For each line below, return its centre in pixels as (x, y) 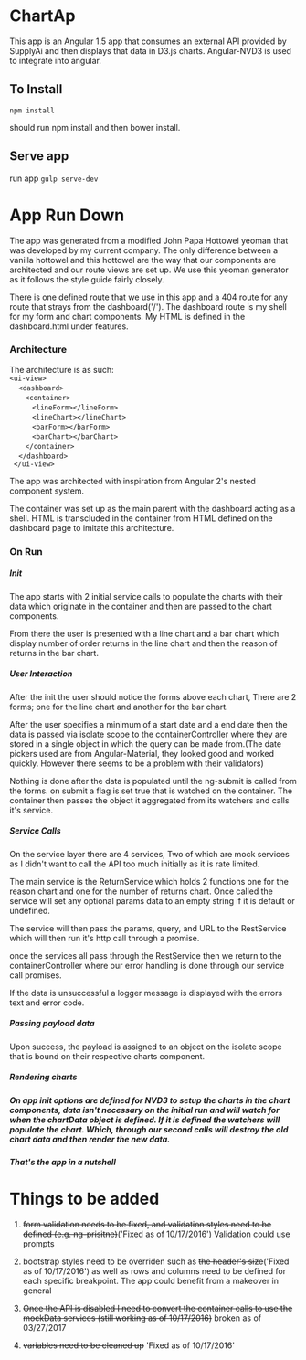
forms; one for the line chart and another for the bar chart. (119, 707)
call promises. (36, 975)
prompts (38, 1243)
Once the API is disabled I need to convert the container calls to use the (158, 1308)
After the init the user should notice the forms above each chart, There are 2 (153, 696)
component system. (47, 491)
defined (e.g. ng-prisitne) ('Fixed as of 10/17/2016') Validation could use (156, 1234)
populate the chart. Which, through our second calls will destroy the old (149, 1129)
